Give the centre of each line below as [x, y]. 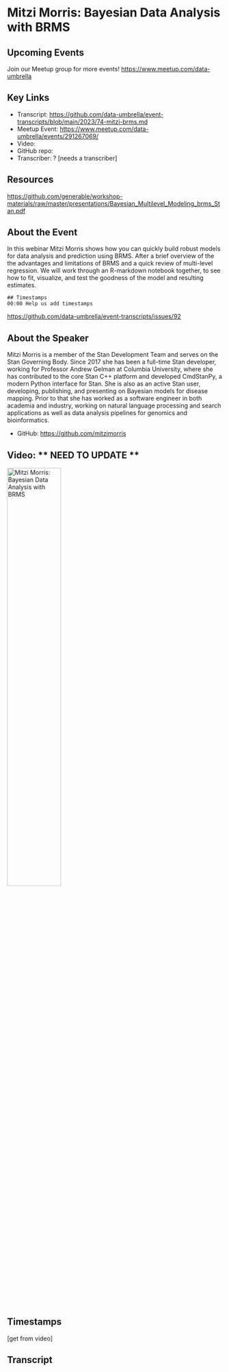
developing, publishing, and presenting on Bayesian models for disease [108, 391]
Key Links [28, 98]
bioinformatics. [28, 421]
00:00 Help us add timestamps [50, 304]
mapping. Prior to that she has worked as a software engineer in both [105, 399]
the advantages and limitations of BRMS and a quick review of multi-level [110, 263]
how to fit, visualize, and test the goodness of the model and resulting [105, 278]
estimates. [22, 285]
